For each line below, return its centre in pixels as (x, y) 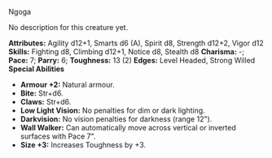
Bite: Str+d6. (42, 93)
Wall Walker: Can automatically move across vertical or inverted (128, 128)
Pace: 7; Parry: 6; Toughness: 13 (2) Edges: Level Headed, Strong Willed (132, 60)
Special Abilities (37, 69)
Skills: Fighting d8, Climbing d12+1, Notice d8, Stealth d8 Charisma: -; (126, 51)
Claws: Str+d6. (46, 102)
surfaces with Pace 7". (58, 136)
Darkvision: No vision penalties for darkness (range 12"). (116, 119)
